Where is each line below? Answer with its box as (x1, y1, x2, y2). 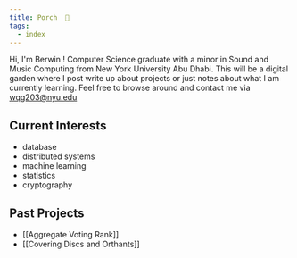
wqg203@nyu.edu (9, 92, 78, 103)
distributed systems (21, 151, 95, 162)
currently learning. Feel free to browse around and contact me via (9, 82, 252, 94)
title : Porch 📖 (9, 12, 70, 22)
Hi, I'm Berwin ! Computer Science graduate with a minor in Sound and (9, 54, 269, 65)
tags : (9, 21, 29, 30)
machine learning (21, 161, 87, 171)
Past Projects (9, 205, 85, 221)
